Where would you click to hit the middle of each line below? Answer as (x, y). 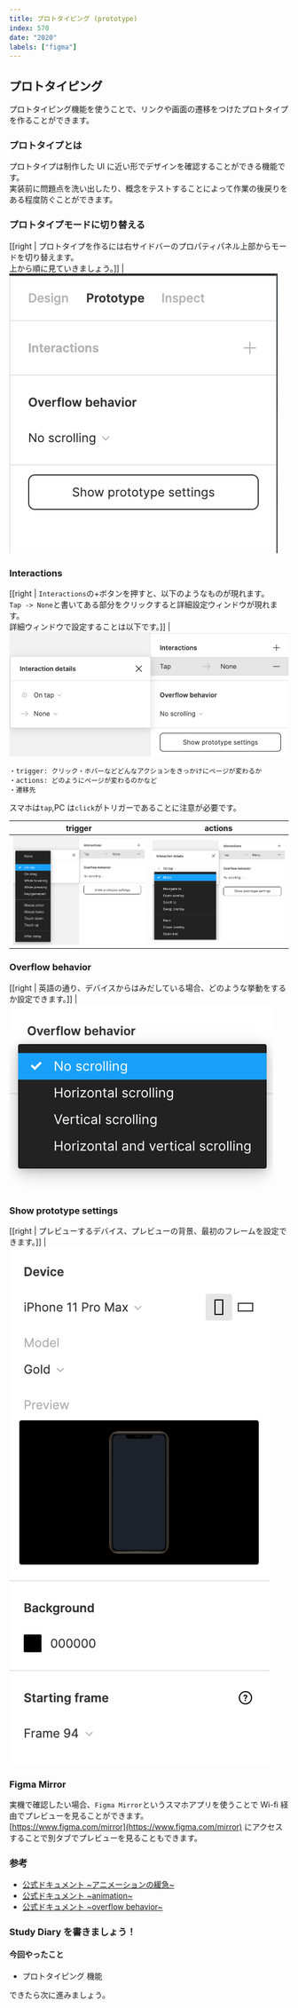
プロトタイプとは (46, 145)
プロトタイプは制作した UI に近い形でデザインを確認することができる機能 (143, 166)
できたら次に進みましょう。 (60, 1995)
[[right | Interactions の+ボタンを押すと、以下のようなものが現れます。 (139, 593)
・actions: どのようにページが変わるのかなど (83, 781)
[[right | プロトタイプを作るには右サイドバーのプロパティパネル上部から (141, 246)
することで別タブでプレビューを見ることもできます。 (106, 1838)
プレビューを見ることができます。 (86, 1816)
